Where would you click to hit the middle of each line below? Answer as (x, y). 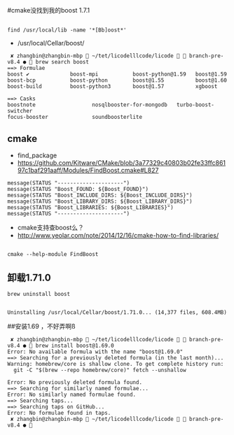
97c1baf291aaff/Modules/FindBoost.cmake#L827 (88, 171)
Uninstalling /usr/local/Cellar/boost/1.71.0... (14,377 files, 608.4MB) (117, 313)
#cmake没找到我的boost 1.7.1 (49, 10)
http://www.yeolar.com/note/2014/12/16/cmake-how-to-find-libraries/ (118, 236)
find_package (37, 155)
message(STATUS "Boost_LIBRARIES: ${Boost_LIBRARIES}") (90, 208)
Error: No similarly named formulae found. (72, 395)
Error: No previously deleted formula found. (75, 383)
